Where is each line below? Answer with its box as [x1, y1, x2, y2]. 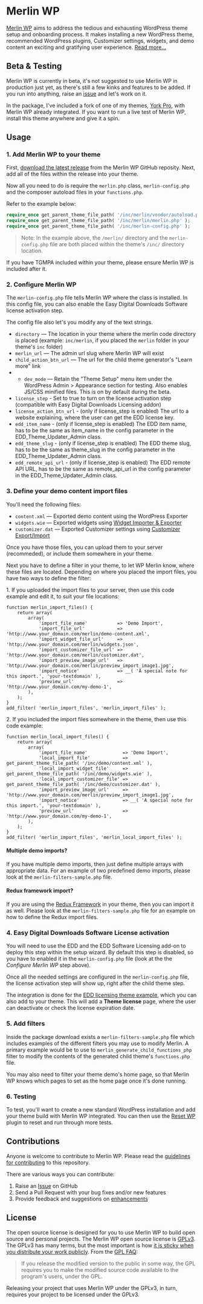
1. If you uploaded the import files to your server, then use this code [6, 586, 175, 594]
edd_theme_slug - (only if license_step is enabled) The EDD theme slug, [14, 440, 192, 447]
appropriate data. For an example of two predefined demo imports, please [6, 867, 190, 874]
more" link [14, 362, 41, 370]
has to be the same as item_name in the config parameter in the [14, 427, 174, 434]
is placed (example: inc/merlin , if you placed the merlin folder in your [14, 337, 189, 344]
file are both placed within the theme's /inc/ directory [50, 241, 184, 248]
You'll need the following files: [6, 500, 82, 508]
